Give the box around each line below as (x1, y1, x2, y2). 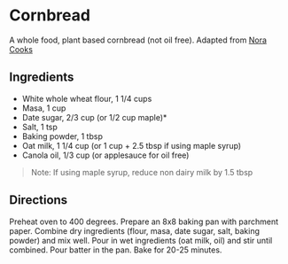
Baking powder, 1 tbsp (21, 130, 104, 142)
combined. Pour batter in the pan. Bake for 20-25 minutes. (9, 245, 222, 255)
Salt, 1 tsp (21, 121, 58, 132)
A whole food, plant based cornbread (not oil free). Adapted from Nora (9, 35, 268, 45)
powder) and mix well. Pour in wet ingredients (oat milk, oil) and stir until (9, 235, 273, 245)
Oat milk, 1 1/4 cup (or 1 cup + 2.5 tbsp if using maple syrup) (21, 140, 242, 151)
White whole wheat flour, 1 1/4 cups (21, 93, 152, 104)
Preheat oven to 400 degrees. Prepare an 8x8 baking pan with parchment (9, 216, 279, 227)
